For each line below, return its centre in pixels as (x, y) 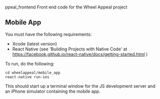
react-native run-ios (27, 77)
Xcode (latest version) (35, 44)
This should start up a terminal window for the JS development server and (80, 86)
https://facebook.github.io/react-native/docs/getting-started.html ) (80, 54)
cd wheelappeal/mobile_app (33, 73)
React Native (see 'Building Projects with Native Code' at (70, 49)
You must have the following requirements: (48, 34)
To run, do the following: (30, 64)
